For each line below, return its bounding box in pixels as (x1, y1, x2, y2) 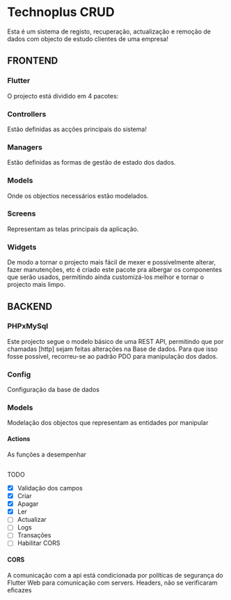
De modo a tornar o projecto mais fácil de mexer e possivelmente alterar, (7, 258, 216, 267)
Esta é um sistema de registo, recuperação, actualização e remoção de (7, 27, 211, 36)
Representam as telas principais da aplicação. (7, 225, 139, 233)
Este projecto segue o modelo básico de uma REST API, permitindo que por (7, 337, 224, 345)
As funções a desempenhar (7, 450, 87, 458)
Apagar (17, 500, 39, 508)
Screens (7, 209, 36, 218)
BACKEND (7, 301, 53, 313)
